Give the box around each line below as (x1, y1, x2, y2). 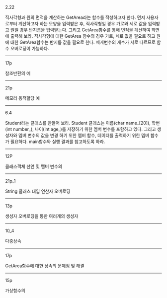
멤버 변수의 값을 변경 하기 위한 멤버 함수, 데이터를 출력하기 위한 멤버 (18, 133, 150, 138)
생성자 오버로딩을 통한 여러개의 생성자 (5, 213, 79, 219)
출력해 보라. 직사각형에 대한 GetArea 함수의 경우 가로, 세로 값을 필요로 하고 (10, 33, 156, 39)
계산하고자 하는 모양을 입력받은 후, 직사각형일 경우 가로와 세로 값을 (18, 21, 147, 26)
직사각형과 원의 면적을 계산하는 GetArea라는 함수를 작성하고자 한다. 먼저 (5, 14, 146, 20)
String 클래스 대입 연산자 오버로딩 (5, 188, 71, 194)
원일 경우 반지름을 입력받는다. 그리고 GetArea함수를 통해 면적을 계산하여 (10, 27, 151, 33)
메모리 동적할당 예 (5, 95, 40, 101)
